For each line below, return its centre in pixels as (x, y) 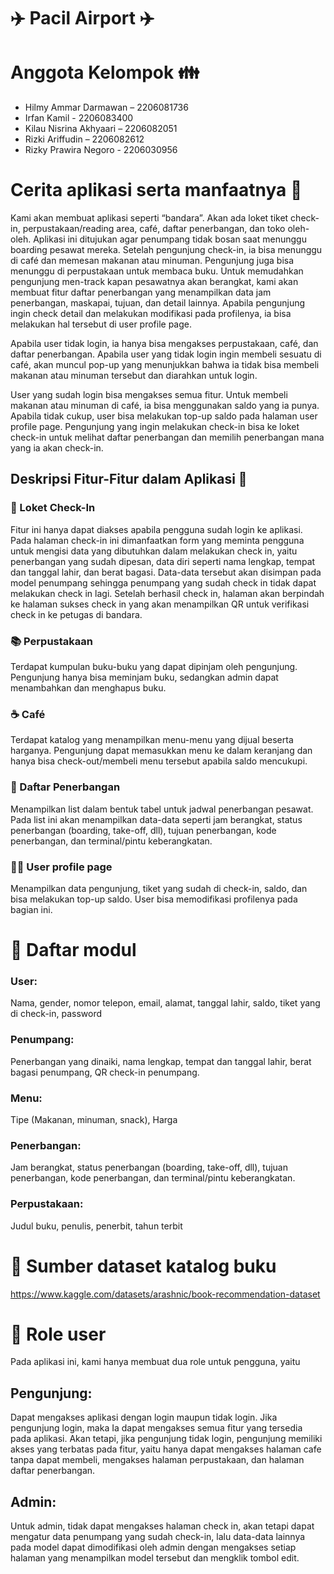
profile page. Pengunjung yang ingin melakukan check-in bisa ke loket (155, 427)
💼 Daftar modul (73, 950)
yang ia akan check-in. (57, 448)
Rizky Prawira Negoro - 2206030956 (101, 150)
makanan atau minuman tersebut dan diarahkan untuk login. (134, 376)
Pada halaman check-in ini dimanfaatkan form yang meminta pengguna (157, 540)
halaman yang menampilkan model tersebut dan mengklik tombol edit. (155, 1558)
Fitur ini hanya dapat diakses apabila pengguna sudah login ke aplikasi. (156, 529)
